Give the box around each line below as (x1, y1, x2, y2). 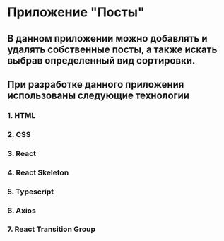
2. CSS (7, 129, 31, 139)
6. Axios (7, 206, 37, 216)
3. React (7, 148, 37, 158)
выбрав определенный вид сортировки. (7, 54, 196, 66)
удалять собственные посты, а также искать (7, 43, 218, 55)
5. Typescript (7, 187, 54, 196)
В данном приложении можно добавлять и (7, 33, 208, 45)
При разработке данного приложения (7, 78, 184, 90)
